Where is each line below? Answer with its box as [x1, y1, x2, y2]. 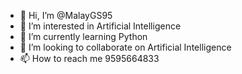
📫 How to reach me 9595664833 [19, 53, 160, 64]
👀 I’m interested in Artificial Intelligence [19, 20, 182, 32]
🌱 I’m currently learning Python [19, 31, 148, 42]
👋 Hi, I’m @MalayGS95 [19, 10, 113, 21]
